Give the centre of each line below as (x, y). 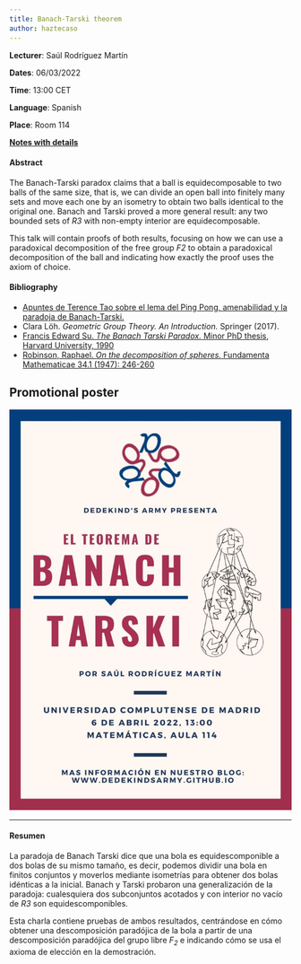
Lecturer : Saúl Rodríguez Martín (69, 55)
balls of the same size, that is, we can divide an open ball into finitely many (147, 192)
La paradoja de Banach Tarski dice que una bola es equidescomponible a (144, 855)
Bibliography (34, 287)
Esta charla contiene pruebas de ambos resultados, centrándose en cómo (146, 921)
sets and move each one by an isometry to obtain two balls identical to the (146, 201)
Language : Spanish (46, 107)
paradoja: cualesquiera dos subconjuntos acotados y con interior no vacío (146, 894)
